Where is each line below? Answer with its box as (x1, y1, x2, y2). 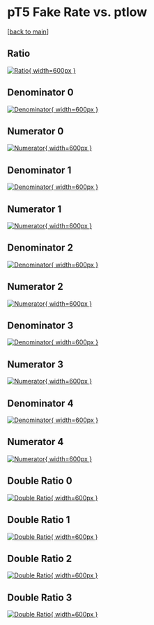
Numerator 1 (7, 203, 62, 215)
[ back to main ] (7, 27, 49, 36)
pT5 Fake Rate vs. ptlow (7, 4, 148, 20)
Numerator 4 (7, 436, 64, 448)
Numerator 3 (7, 358, 64, 370)
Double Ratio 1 (7, 514, 70, 526)
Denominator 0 (7, 87, 74, 99)
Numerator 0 (7, 125, 64, 137)
